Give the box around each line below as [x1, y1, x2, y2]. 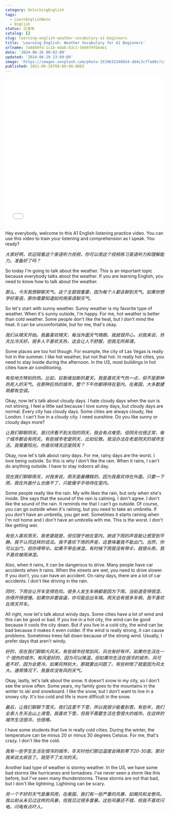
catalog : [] [5, 31, 30, 36]
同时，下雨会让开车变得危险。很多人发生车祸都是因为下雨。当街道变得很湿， [5, 588, 164, 594]
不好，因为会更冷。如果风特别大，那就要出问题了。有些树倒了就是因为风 [9, 661, 160, 667]
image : [5, 59, 19, 64]
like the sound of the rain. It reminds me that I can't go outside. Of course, [5, 501, 159, 507]
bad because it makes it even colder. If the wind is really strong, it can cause [5, 627, 164, 633]
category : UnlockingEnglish [5, 7, 65, 13]
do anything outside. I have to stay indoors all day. [5, 463, 109, 469]
